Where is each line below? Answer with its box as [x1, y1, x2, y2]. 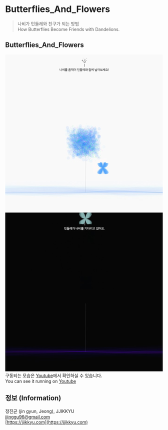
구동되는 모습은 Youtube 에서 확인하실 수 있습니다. [5, 372, 102, 378]
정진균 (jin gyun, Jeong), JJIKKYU [5, 408, 74, 414]
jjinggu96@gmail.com [5, 413, 50, 419]
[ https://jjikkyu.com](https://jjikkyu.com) [5, 419, 88, 425]
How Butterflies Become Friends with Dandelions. [17, 26, 120, 32]
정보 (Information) [5, 394, 61, 402]
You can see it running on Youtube [5, 378, 76, 384]
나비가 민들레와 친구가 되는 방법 [17, 20, 79, 26]
